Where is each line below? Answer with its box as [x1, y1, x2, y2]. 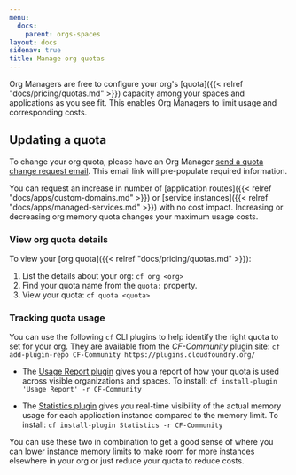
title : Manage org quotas [9, 54, 105, 63]
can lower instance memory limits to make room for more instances [9, 446, 255, 457]
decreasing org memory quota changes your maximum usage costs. [9, 210, 259, 222]
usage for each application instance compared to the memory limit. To [21, 410, 279, 421]
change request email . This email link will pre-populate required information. [9, 165, 288, 176]
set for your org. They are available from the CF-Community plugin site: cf [9, 341, 281, 352]
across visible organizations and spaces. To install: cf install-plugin [21, 376, 277, 386]
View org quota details [9, 233, 109, 245]
